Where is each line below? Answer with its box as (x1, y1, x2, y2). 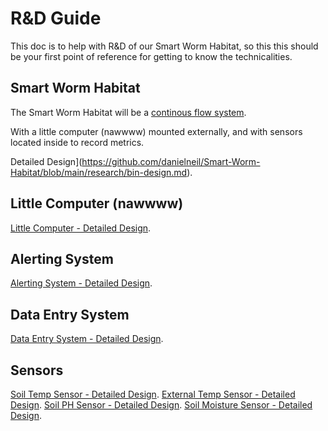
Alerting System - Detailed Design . (10, 277, 153, 289)
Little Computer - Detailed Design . (10, 222, 152, 234)
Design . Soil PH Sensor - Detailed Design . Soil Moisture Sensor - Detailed (10, 399, 313, 411)
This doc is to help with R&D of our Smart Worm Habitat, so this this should (10, 40, 319, 52)
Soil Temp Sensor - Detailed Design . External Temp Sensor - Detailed (10, 388, 296, 400)
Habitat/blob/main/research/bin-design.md (10, 166, 188, 178)
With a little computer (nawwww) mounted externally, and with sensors (10, 125, 303, 137)
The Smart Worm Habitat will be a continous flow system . (10, 106, 247, 118)
